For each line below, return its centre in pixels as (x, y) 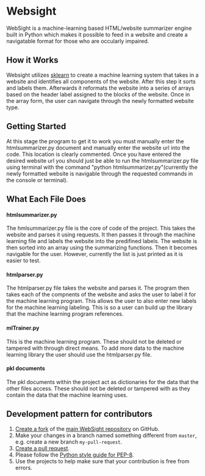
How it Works (32, 60)
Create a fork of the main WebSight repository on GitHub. (87, 428)
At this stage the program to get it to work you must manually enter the (95, 141)
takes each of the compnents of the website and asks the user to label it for (101, 294)
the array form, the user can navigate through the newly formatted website (100, 101)
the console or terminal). (37, 180)
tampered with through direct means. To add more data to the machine (95, 348)
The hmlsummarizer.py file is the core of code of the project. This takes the (101, 228)
